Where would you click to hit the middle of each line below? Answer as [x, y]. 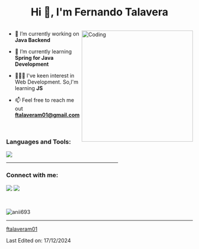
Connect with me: [32, 175]
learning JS [29, 88]
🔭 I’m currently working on [47, 33]
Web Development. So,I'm [46, 82]
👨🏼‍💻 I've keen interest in [44, 75]
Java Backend [32, 40]
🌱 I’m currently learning [43, 51]
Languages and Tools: [38, 142]
